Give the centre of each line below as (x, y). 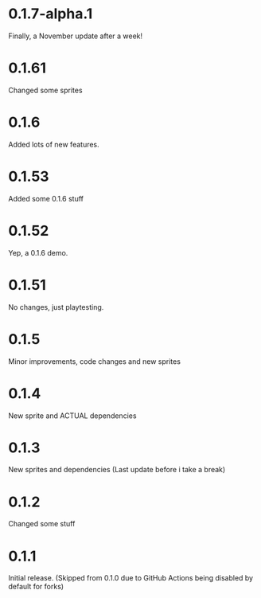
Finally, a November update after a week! (76, 36)
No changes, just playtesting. (56, 307)
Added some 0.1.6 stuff (46, 198)
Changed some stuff (42, 524)
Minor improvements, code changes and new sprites (95, 361)
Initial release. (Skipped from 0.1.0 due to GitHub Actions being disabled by (130, 578)
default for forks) (36, 587)
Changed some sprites (45, 90)
